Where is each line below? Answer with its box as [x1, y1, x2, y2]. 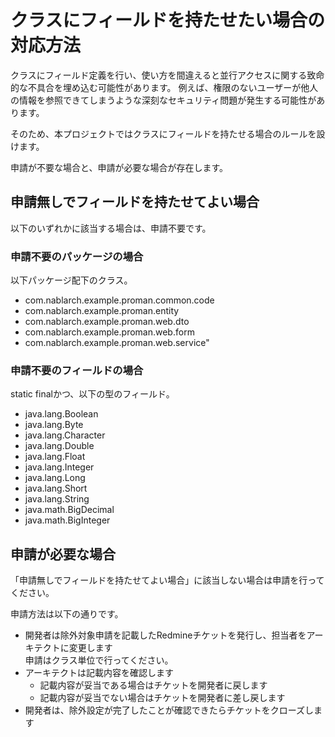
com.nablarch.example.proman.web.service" [24, 337, 210, 349]
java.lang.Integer [24, 461, 95, 473]
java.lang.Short [24, 482, 88, 495]
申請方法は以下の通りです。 [10, 608, 124, 620]
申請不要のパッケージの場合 [10, 249, 144, 263]
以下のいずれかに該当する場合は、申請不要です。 [10, 222, 212, 234]
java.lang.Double [24, 440, 95, 452]
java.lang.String [24, 493, 90, 505]
